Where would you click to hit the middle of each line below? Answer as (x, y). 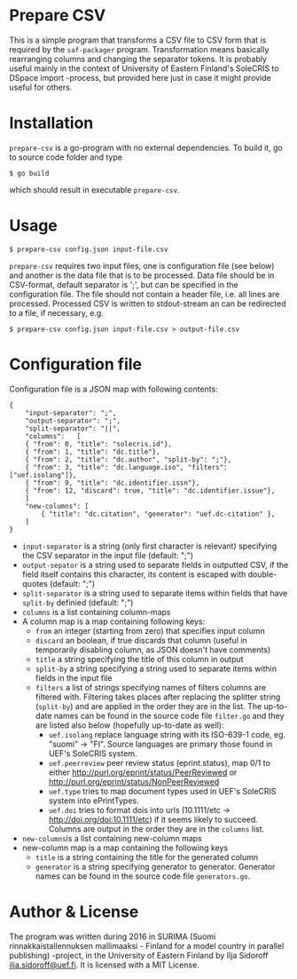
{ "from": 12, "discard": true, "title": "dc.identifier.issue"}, (150, 490)
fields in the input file (74, 678)
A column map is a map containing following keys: (113, 621)
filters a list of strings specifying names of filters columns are (151, 687)
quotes (35, 583)
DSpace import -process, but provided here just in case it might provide (141, 77)
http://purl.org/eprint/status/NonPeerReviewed (134, 781)
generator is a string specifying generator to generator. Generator (155, 866)
